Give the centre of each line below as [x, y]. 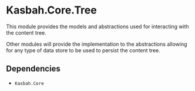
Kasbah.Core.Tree [51, 10]
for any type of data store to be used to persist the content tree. [83, 50]
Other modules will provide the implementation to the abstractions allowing [97, 44]
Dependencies [33, 69]
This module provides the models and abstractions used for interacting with [97, 26]
